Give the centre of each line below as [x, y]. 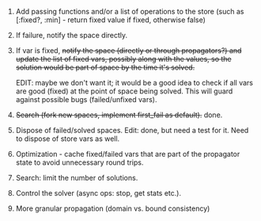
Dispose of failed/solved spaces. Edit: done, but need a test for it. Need [132, 130]
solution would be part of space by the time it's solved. [105, 67]
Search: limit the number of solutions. [77, 178]
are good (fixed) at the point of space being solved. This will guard [124, 91]
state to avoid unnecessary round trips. [79, 162]
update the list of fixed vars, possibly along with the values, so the [123, 59]
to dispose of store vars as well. [68, 139]
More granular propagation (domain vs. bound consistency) [113, 208]
